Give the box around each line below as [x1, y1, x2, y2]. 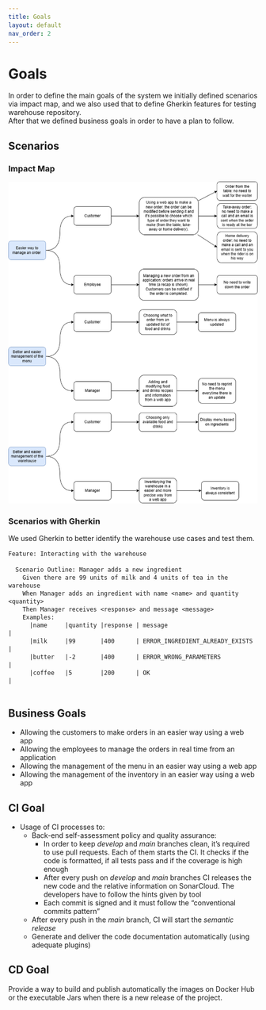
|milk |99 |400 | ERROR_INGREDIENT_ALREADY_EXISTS [28, 637, 253, 646]
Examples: [22, 613, 55, 622]
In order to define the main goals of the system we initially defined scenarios [8, 91, 258, 101]
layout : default [8, 21, 62, 29]
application [19, 753, 57, 762]
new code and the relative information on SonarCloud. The [43, 881, 235, 891]
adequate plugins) [31, 940, 91, 950]
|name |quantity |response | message [28, 621, 169, 630]
